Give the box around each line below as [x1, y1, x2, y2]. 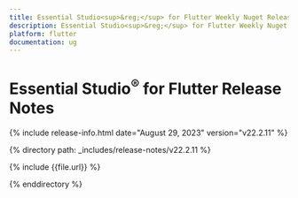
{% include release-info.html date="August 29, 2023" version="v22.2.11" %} [9, 127, 288, 138]
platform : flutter [9, 29, 77, 38]
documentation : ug [9, 37, 77, 47]
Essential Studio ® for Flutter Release [9, 76, 282, 99]
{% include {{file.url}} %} [9, 161, 101, 172]
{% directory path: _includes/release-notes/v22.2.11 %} [9, 144, 211, 155]
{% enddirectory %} [9, 179, 82, 189]
